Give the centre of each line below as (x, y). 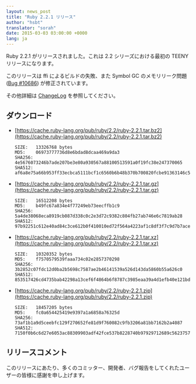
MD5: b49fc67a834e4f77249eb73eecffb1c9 (67, 205)
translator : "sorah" (31, 28)
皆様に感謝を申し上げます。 (54, 375)
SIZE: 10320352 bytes (44, 254)
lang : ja (17, 39)
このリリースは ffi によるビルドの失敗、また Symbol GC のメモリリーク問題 (97, 76)
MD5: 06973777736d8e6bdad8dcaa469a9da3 (67, 152)
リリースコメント (37, 353)
